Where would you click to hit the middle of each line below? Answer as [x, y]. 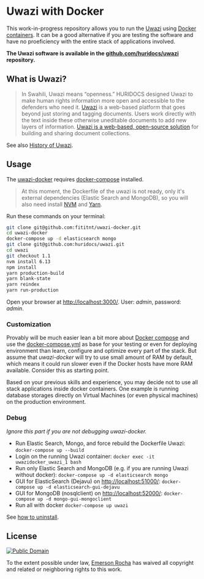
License [22, 536]
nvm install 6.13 [28, 262]
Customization [29, 324]
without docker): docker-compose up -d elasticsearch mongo [92, 475]
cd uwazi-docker [27, 233]
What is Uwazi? [36, 79]
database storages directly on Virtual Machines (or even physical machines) [102, 395]
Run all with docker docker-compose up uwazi [72, 505]
